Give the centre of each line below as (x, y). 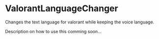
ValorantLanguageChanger (62, 9)
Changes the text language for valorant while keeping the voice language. (80, 22)
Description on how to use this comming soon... (53, 31)
